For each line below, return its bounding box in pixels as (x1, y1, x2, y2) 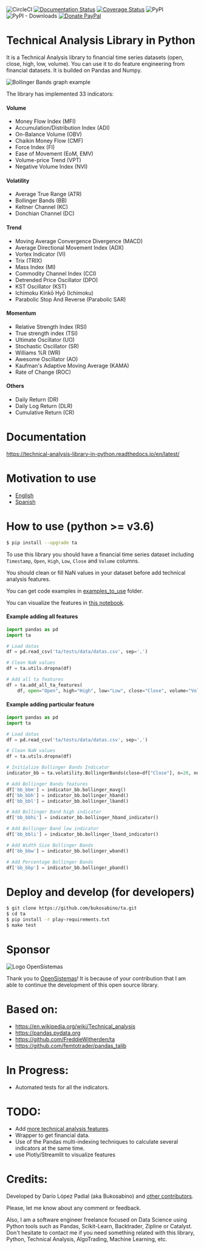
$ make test (6, 922, 36, 928)
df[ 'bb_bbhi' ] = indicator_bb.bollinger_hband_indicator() (6, 815, 159, 821)
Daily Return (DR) (15, 396, 59, 403)
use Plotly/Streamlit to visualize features (15, 1151, 116, 1158)
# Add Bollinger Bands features (6, 781, 88, 787)
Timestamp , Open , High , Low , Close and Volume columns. (6, 557, 140, 565)
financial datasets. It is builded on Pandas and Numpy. (6, 66, 142, 74)
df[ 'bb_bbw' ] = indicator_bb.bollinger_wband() (6, 848, 129, 854)
